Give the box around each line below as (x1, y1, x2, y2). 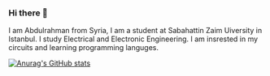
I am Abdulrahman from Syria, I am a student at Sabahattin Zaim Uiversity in (8, 26, 263, 36)
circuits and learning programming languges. (8, 43, 159, 53)
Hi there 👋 (8, 7, 49, 19)
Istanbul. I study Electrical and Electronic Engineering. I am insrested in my (8, 34, 259, 44)
